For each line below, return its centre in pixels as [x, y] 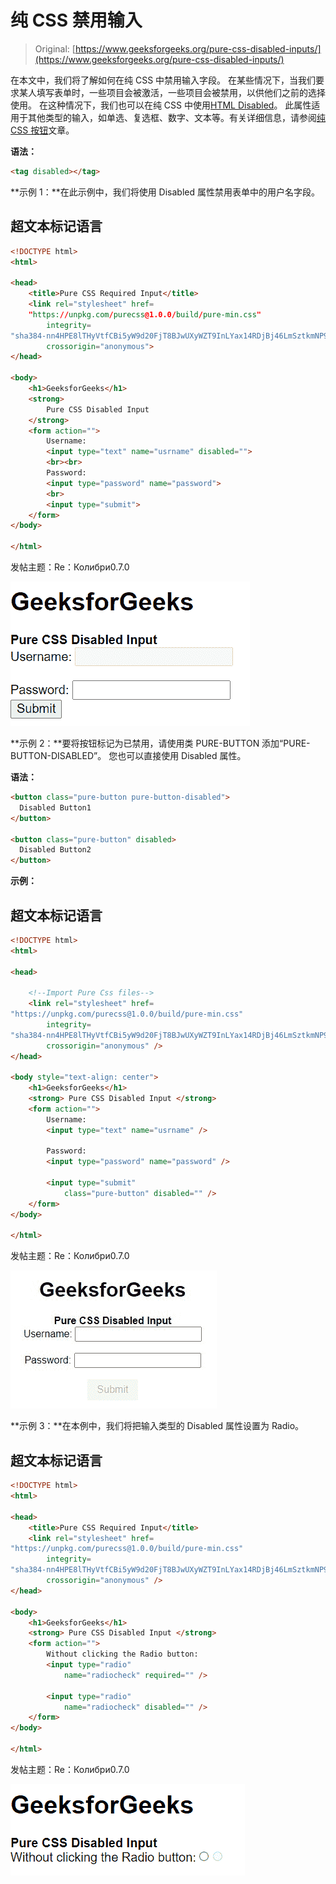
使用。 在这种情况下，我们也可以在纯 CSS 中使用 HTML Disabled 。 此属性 [161, 105]
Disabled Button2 [55, 850]
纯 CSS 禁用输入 [76, 20]
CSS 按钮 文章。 [42, 130]
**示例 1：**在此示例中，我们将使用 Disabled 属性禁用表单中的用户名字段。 [165, 192]
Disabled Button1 [55, 807]
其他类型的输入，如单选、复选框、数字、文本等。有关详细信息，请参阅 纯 [176, 117]
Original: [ [55, 48]
